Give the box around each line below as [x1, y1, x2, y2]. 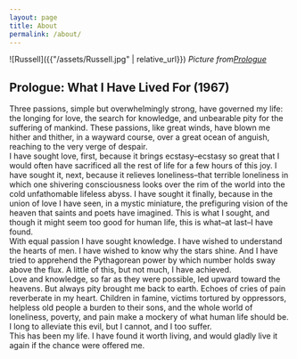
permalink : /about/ [9, 29, 82, 38]
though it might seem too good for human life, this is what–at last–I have [9, 217, 274, 228]
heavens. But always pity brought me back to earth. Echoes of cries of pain [9, 283, 286, 294]
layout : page [9, 12, 58, 22]
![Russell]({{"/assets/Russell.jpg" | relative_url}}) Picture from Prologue [9, 54, 268, 65]
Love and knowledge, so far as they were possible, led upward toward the [9, 273, 281, 285]
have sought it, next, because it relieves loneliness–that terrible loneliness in [9, 170, 289, 181]
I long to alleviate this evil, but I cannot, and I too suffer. [9, 322, 212, 332]
